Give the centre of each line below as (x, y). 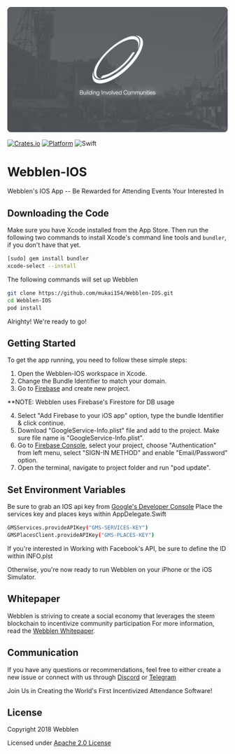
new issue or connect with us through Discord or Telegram (92, 677)
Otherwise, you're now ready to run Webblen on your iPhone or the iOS (110, 569)
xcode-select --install (42, 266)
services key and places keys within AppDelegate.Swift (87, 514)
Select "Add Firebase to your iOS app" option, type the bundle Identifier (120, 416)
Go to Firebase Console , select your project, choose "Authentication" (117, 445)
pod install (24, 308)
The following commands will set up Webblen (73, 279)
